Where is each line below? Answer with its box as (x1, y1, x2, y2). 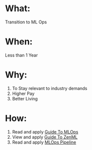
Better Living (12, 95, 38, 101)
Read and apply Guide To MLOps (12, 129, 79, 134)
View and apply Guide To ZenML (12, 134, 78, 140)
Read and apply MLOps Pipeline (12, 139, 76, 145)
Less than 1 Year (5, 52, 38, 58)
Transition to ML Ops (5, 19, 47, 25)
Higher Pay (12, 91, 35, 96)
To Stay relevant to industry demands (12, 85, 88, 91)
